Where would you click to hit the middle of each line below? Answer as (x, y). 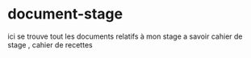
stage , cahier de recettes (50, 44)
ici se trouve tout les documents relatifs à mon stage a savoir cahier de (125, 36)
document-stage (65, 14)
